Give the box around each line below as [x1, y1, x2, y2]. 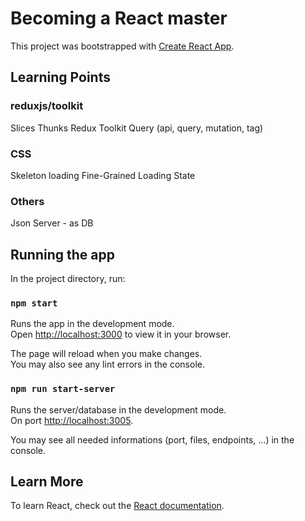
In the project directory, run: [10, 273, 126, 285]
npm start [10, 297, 58, 309]
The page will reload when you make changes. [10, 348, 203, 360]
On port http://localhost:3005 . [10, 414, 134, 426]
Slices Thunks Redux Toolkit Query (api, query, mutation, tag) [10, 122, 264, 134]
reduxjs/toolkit [10, 99, 84, 113]
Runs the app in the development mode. [10, 318, 175, 330]
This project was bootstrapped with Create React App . [10, 40, 235, 52]
